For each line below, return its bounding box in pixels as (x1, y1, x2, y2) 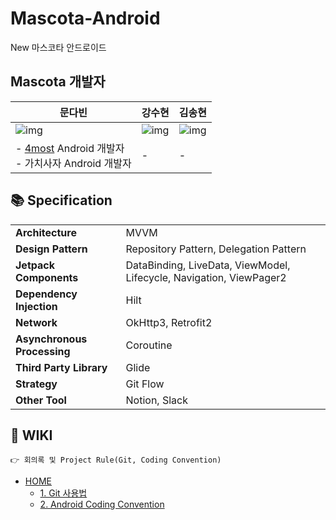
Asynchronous (15, 332, 88, 346)
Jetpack (15, 258, 55, 272)
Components (15, 270, 79, 284)
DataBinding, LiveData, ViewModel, (125, 258, 291, 272)
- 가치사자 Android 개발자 (15, 156, 132, 170)
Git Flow (125, 377, 165, 391)
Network (15, 315, 58, 329)
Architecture (15, 225, 77, 239)
